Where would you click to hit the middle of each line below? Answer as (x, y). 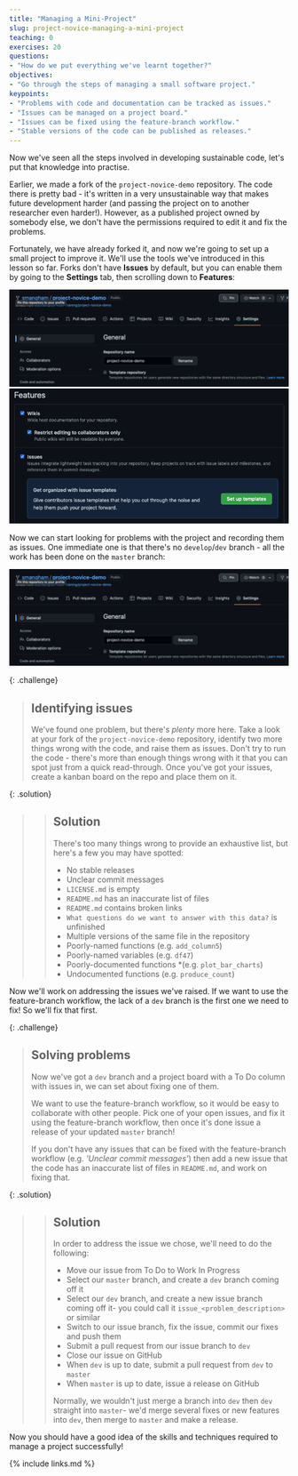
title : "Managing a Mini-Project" (73, 19)
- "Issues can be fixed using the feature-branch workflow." (125, 122)
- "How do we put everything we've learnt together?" (111, 66)
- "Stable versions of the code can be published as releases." (130, 132)
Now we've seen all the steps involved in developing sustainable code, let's (147, 158)
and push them (94, 1336)
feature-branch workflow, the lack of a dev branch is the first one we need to (149, 1000)
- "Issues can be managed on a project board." (99, 112)
